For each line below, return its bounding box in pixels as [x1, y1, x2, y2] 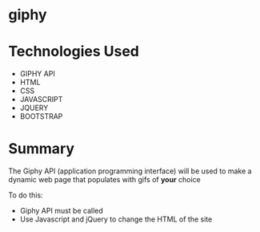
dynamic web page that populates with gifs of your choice [8, 175, 202, 185]
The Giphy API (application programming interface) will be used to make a [8, 166, 252, 176]
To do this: [8, 190, 43, 200]
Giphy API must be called [19, 206, 104, 216]
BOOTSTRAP [19, 112, 63, 121]
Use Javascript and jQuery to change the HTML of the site [19, 214, 213, 224]
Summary [8, 140, 74, 158]
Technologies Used [8, 43, 140, 61]
